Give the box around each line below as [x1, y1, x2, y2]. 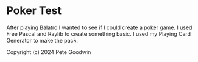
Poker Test [6, 4, 62, 18]
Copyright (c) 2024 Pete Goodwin [6, 48, 91, 55]
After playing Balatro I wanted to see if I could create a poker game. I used [6, 24, 193, 31]
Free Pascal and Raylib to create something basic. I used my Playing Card [6, 30, 191, 37]
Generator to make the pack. [6, 36, 78, 44]
